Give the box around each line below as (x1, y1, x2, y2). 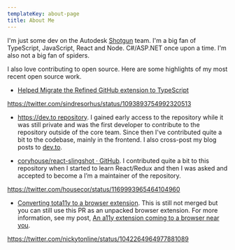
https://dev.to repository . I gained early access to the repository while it (17, 113, 224, 121)
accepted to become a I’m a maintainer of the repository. (17, 171, 182, 180)
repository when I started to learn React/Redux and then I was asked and (17, 164, 228, 172)
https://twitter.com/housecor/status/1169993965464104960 (7, 185, 180, 193)
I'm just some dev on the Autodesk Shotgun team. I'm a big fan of (7, 36, 197, 44)
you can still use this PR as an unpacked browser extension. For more (17, 206, 218, 214)
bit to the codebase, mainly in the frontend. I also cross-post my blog (17, 135, 217, 144)
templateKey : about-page (7, 10, 80, 18)
